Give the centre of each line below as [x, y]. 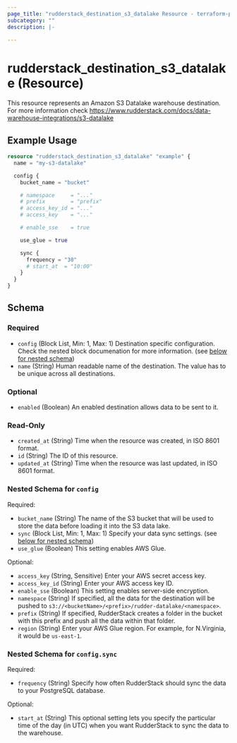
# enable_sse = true [55, 227]
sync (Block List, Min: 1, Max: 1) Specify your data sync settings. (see [117, 533]
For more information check [48, 111]
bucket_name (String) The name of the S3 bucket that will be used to [115, 518]
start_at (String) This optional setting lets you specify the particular [116, 718]
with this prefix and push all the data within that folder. [96, 620]
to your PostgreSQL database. [61, 690]
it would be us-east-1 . [50, 636]
